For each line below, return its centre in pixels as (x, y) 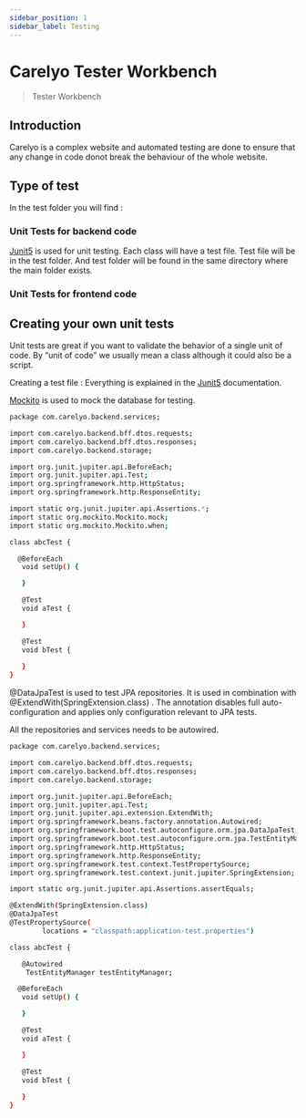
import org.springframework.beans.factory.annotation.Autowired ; (136, 822)
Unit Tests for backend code (73, 231)
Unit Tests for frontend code (73, 295)
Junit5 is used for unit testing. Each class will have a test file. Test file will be (153, 251)
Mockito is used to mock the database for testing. (102, 400)
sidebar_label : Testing (55, 26)
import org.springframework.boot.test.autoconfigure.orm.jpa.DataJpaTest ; (154, 831)
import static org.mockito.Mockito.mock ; (89, 517)
